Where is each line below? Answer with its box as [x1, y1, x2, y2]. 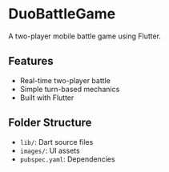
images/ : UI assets [19, 146, 80, 155]
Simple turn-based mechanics [19, 84, 120, 94]
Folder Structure [8, 116, 92, 130]
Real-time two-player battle [19, 75, 111, 85]
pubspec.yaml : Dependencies [19, 154, 115, 164]
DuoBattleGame [8, 5, 116, 23]
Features [8, 54, 54, 68]
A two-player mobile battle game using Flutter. [8, 31, 162, 41]
